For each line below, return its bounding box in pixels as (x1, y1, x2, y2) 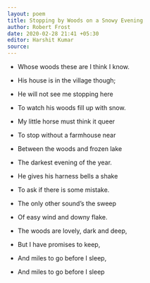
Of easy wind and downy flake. (17, 213, 108, 221)
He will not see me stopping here (17, 90, 114, 98)
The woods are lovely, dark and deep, (17, 227, 127, 235)
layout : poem (7, 10, 46, 18)
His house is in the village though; (17, 76, 116, 85)
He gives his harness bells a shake (17, 172, 118, 180)
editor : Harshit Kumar (7, 37, 74, 44)
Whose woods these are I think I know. (17, 63, 130, 71)
